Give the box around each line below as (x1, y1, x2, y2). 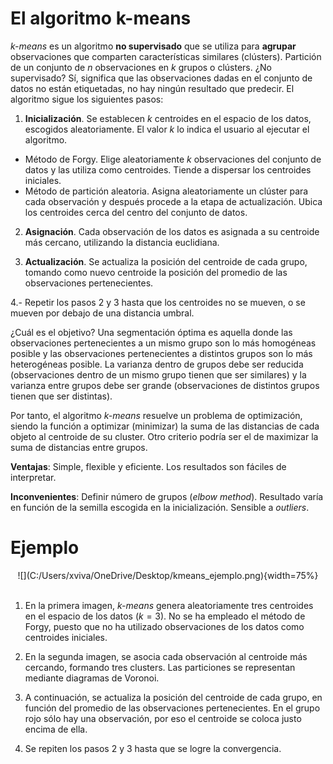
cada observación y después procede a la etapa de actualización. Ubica (24, 195, 323, 207)
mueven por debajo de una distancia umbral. (10, 307, 195, 319)
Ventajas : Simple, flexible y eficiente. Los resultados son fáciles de (10, 460, 287, 472)
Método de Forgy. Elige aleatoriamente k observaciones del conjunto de (24, 153, 322, 165)
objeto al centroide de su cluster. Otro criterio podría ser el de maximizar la (10, 430, 319, 442)
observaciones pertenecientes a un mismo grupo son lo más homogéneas (10, 337, 317, 349)
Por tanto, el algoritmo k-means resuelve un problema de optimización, (10, 409, 303, 421)
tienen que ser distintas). (10, 390, 113, 402)
